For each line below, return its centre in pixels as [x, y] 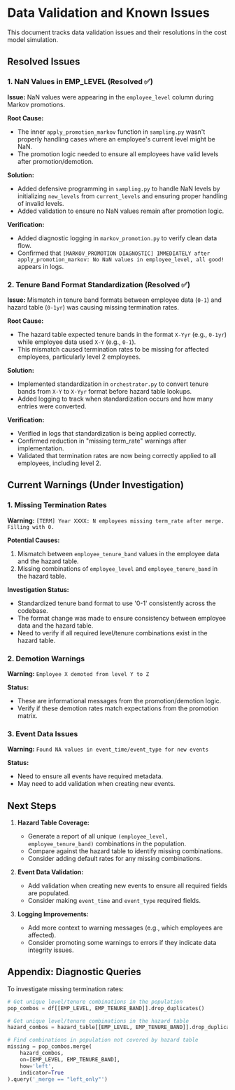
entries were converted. [52, 406]
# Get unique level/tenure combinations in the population [95, 1002]
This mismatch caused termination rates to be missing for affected [113, 349]
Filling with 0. [31, 527]
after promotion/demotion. [55, 161]
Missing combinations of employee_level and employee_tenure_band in [117, 568]
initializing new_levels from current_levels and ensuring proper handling [122, 196]
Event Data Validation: [50, 872]
